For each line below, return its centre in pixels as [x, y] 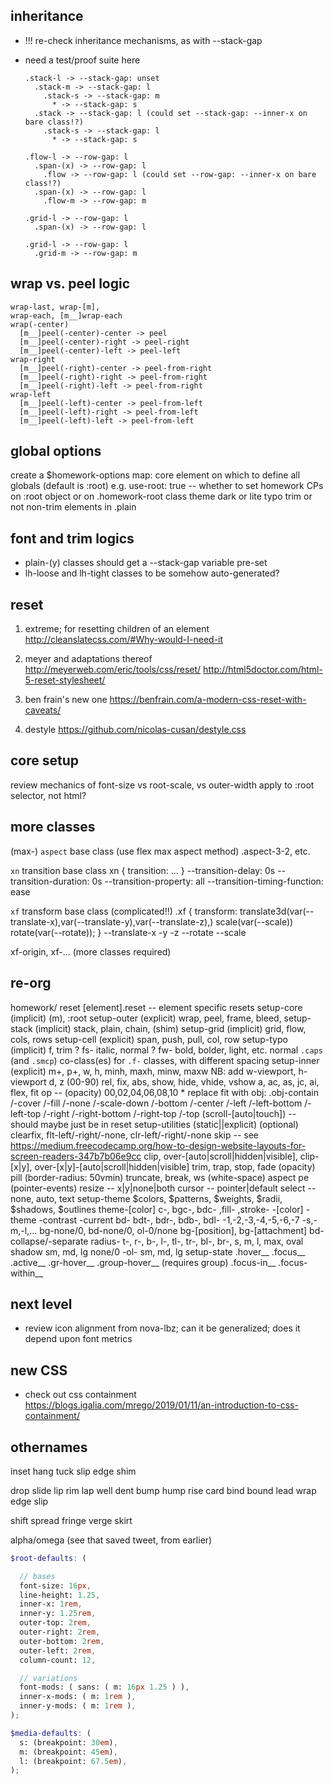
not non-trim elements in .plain [73, 507]
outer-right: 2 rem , [60, 1632]
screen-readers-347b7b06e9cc [76, 1156]
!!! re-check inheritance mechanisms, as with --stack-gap [143, 40]
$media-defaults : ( [51, 1733]
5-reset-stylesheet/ [65, 680]
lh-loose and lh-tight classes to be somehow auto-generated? [152, 573]
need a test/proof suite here [82, 60]
